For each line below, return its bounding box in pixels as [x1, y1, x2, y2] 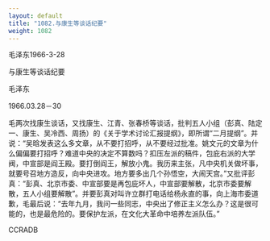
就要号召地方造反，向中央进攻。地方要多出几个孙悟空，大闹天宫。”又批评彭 [8, 168, 255, 178]
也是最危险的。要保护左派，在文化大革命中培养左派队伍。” [29, 209, 220, 218]
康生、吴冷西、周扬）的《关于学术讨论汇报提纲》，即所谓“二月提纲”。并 [22, 128, 259, 138]
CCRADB [8, 225, 39, 235]
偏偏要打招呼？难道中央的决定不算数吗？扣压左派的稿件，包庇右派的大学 [15, 148, 255, 158]
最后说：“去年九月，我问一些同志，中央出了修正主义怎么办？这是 [29, 199, 245, 209]
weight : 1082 [8, 27, 52, 35]
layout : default [8, 11, 63, 20]
